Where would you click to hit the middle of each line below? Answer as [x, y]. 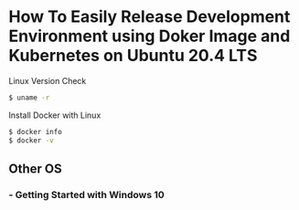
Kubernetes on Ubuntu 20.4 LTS [133, 56]
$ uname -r [29, 98]
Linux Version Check [48, 80]
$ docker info [36, 131]
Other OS [35, 168]
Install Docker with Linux [55, 115]
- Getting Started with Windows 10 [87, 194]
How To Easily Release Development [149, 17]
